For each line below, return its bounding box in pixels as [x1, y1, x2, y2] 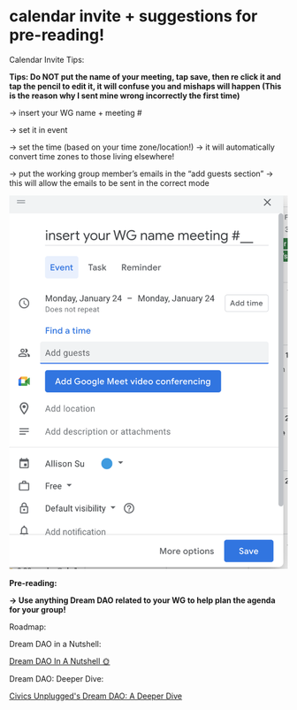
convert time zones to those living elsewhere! [9, 150, 175, 161]
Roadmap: [9, 621, 47, 632]
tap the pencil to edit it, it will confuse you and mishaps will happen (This [9, 81, 282, 91]
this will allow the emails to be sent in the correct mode [9, 177, 210, 188]
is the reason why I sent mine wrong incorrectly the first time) [9, 90, 240, 101]
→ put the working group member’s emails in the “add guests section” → [9, 168, 274, 179]
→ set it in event [9, 124, 68, 135]
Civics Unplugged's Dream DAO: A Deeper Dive [9, 691, 183, 701]
